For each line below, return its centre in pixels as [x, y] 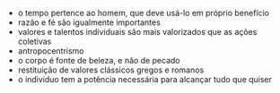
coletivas [35, 41]
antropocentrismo [51, 51]
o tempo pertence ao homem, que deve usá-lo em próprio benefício [144, 13]
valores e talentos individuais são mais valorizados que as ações [137, 32]
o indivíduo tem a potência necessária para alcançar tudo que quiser [144, 79]
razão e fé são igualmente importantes [89, 22]
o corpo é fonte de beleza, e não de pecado [99, 60]
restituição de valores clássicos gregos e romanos [111, 70]
